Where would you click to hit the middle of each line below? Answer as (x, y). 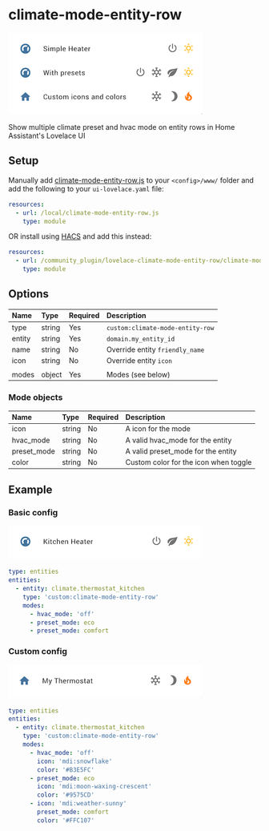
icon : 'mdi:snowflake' (75, 761)
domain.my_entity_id (141, 339)
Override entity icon (139, 361)
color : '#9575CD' (66, 795)
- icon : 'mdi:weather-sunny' (78, 804)
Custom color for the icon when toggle (189, 462)
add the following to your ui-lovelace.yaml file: (86, 188)
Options (29, 294)
